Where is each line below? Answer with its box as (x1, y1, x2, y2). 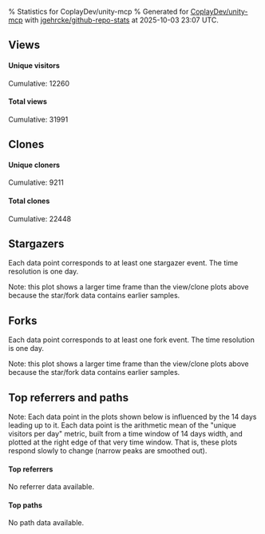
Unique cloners (8, 160, 61, 169)
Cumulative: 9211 (8, 177, 64, 187)
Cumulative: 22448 (8, 213, 72, 223)
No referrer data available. (8, 482, 94, 492)
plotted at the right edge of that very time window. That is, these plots (8, 437, 238, 447)
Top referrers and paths (8, 391, 129, 404)
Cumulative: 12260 (8, 78, 70, 88)
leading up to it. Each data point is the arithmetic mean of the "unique (8, 420, 237, 430)
